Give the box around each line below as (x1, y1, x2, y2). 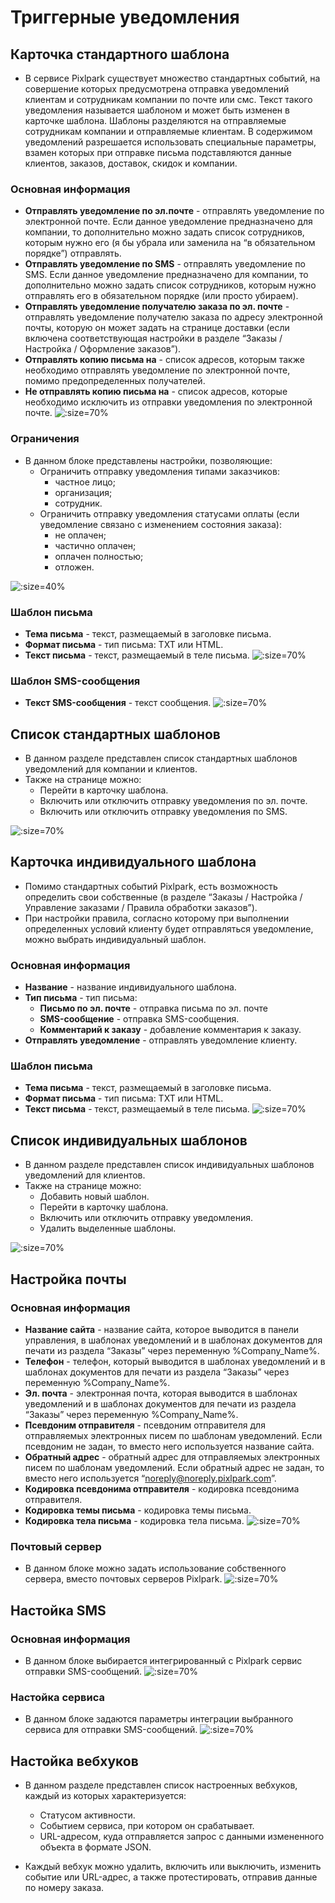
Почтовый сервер (10, 1539, 102, 1553)
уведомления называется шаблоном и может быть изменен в (24, 104, 290, 116)
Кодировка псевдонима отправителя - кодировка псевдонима (24, 1482, 300, 1495)
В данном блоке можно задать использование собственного (24, 1562, 287, 1575)
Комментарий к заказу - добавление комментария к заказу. (39, 1024, 302, 1036)
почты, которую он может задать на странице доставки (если (24, 322, 290, 334)
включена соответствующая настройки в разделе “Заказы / (24, 332, 283, 345)
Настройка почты (10, 1271, 127, 1288)
